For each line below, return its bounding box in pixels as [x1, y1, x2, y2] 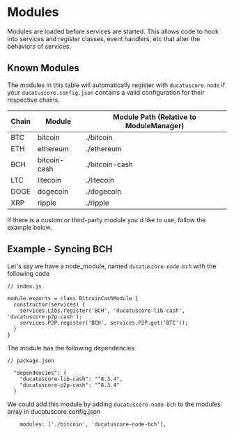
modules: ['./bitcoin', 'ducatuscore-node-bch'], [19, 421, 167, 428]
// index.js [7, 283, 42, 290]
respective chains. [7, 95, 61, 104]
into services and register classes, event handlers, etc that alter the [7, 34, 201, 42]
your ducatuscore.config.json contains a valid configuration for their [7, 88, 205, 96]
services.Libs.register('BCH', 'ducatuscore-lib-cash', [19, 307, 186, 314]
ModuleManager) [125, 121, 185, 130]
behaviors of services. [7, 42, 72, 50]
